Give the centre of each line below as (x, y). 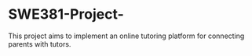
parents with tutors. (40, 44)
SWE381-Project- (66, 14)
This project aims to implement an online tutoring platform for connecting (126, 36)
